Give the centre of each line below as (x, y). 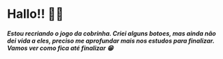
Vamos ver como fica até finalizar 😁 (61, 48)
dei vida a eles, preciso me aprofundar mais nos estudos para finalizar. (111, 40)
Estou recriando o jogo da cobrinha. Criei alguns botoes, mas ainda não (112, 33)
